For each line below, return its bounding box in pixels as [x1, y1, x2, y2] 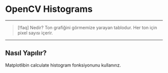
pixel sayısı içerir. [17, 30, 53, 36]
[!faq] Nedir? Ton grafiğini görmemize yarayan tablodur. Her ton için [17, 24, 157, 30]
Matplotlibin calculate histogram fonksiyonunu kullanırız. [5, 62, 121, 68]
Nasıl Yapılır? [5, 49, 47, 58]
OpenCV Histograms [5, 3, 93, 15]
